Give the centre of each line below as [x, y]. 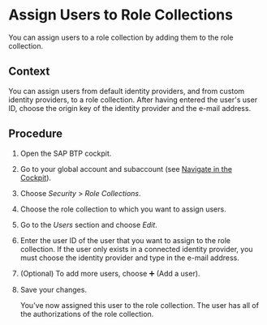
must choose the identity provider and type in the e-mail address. [129, 258]
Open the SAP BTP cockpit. [66, 153]
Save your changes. [54, 289]
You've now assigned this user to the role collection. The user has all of [140, 305]
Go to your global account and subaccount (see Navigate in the [126, 169]
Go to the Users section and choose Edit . [89, 225]
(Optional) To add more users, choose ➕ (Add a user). [110, 273]
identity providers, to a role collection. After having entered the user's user [133, 100]
